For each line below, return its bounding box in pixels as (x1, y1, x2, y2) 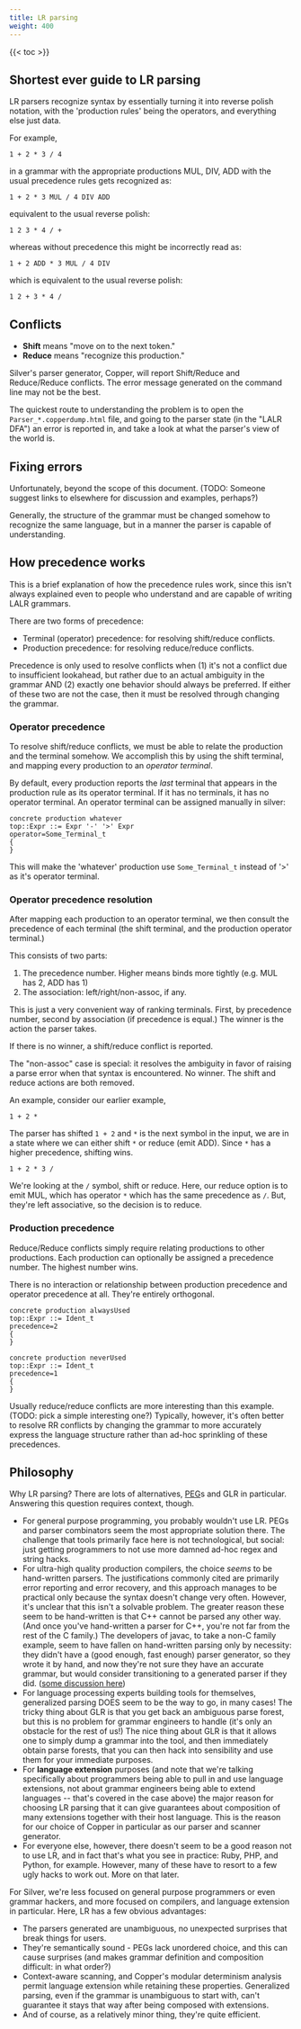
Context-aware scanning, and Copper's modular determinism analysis (22, 1971, 282, 1982)
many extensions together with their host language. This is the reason (22, 1812, 281, 1823)
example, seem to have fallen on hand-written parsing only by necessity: (22, 1639, 292, 1651)
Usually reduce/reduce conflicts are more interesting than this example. (9, 1400, 275, 1411)
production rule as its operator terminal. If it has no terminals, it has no (9, 787, 270, 798)
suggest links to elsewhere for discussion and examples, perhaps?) (9, 492, 259, 503)
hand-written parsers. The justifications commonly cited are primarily (22, 1573, 279, 1584)
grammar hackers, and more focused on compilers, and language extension (9, 1896, 290, 1908)
